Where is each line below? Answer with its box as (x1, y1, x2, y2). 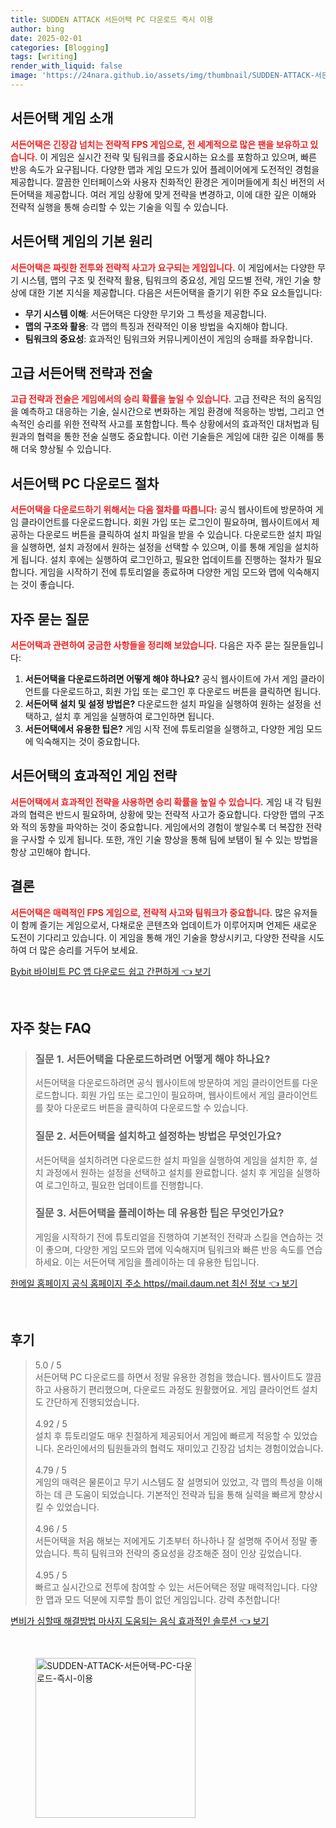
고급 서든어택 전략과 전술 (10, 364, 153, 381)
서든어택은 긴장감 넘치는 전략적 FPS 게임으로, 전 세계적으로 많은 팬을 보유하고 (10, 138, 309, 150)
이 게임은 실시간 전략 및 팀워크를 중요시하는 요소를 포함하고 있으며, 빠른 (39, 151, 317, 163)
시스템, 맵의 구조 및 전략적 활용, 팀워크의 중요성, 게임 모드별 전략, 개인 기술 (20, 274, 311, 286)
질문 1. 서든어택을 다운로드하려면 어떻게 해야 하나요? (34, 1052, 271, 1066)
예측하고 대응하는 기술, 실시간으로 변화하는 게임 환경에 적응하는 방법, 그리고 (20, 406, 315, 418)
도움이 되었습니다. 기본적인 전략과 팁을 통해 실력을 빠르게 (74, 1488, 297, 1500)
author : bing (10, 24, 65, 34)
